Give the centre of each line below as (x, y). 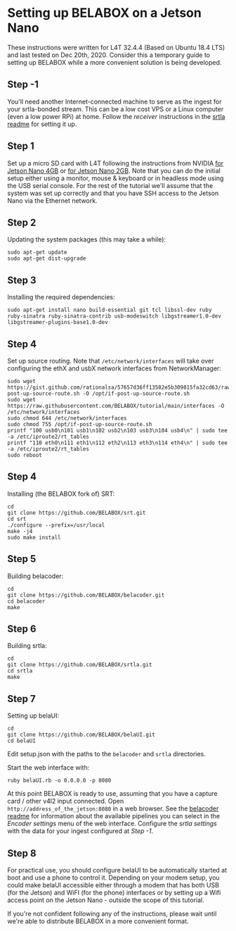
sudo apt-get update (38, 252)
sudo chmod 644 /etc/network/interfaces (67, 418)
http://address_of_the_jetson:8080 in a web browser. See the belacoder (113, 808)
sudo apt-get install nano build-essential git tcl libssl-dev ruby (110, 310)
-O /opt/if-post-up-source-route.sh (136, 394)
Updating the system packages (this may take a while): (87, 239)
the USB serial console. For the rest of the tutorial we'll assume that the (110, 185)
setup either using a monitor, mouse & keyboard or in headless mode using (116, 178)
